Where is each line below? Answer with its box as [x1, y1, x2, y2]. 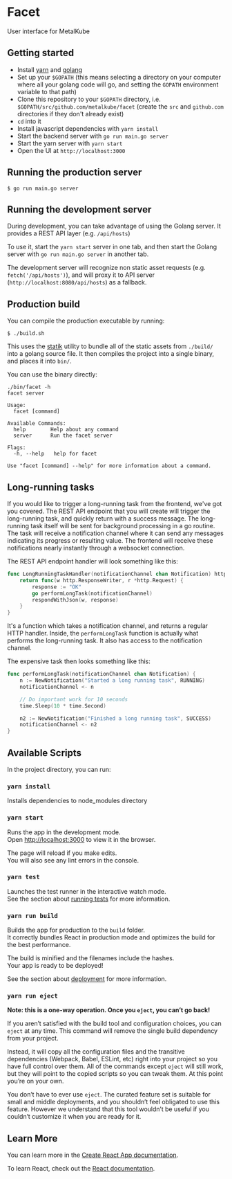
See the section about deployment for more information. [7, 975, 167, 983]
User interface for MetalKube [7, 27, 90, 35]
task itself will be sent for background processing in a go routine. [30, 522, 215, 530]
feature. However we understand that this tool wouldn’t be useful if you [7, 1105, 209, 1113]
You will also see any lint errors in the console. [7, 856, 139, 864]
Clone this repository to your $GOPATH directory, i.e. [17, 95, 161, 103]
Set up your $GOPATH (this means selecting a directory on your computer [17, 73, 221, 81]
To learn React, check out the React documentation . [7, 1164, 155, 1173]
